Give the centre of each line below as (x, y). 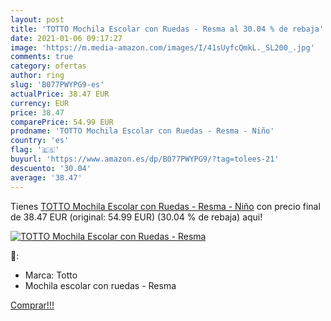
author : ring (37, 76)
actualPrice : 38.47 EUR (60, 94)
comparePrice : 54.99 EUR (62, 122)
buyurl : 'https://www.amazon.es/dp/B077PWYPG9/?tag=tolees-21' (145, 159)
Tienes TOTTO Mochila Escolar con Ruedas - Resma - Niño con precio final (165, 206)
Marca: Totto (51, 275)
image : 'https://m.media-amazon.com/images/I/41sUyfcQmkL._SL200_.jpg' (162, 47)
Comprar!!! (32, 305)
